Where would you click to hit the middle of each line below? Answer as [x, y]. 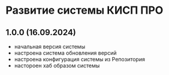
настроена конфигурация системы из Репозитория [79, 59]
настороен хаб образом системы [57, 65]
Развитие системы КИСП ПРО [84, 10]
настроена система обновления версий [65, 53]
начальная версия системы [49, 46]
